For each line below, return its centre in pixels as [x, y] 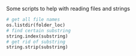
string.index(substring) [37, 36]
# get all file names [33, 20]
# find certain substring [38, 30]
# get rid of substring [36, 42]
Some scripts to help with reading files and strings [68, 9]
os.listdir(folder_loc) [36, 25]
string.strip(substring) [37, 47]
